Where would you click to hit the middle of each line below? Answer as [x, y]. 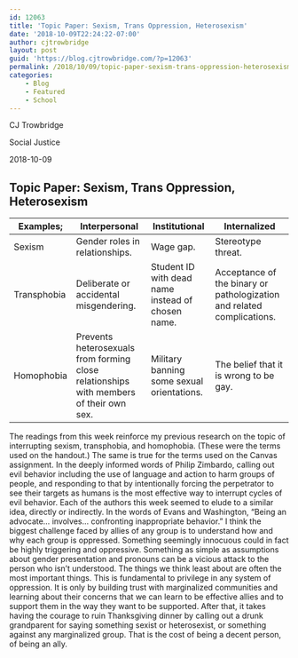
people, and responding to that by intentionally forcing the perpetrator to [142, 484]
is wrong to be [245, 376]
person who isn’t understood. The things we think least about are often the [145, 568]
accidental [98, 295]
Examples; [41, 226]
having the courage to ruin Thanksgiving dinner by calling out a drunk [136, 616]
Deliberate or [103, 283]
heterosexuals [106, 348]
